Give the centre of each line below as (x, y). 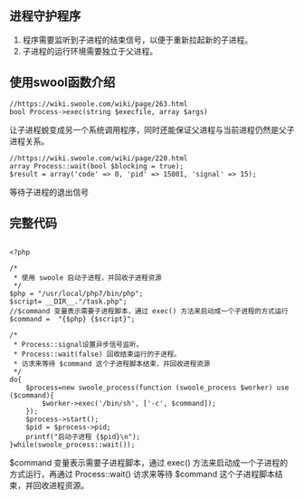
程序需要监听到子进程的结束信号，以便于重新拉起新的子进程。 (138, 40)
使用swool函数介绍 (62, 83)
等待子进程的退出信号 (49, 192)
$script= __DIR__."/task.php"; (68, 302)
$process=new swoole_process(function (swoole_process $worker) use (157, 388)
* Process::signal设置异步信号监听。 (78, 345)
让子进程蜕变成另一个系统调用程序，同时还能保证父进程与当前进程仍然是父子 (152, 130)
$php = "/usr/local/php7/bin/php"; (76, 294)
